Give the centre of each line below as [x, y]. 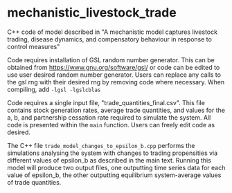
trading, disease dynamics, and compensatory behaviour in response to [110, 39]
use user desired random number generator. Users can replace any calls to [114, 75]
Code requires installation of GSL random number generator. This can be [111, 59]
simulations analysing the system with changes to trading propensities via [113, 153]
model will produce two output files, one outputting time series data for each [116, 167]
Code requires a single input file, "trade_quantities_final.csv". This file [106, 102]
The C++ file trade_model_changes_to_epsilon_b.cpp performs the [101, 145]
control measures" [34, 46]
